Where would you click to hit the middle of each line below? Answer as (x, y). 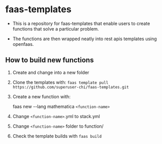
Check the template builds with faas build (57, 136)
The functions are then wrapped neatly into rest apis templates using (85, 39)
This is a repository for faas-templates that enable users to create (81, 23)
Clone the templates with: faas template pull (60, 82)
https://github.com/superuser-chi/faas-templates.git (71, 87)
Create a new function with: (42, 96)
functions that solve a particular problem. (56, 28)
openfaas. (23, 44)
